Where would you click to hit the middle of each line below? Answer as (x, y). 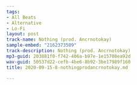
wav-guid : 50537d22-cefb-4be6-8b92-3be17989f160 (68, 62)
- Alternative (24, 23)
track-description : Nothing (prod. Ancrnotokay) (68, 51)
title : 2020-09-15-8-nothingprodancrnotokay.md (67, 67)
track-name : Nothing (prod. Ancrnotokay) (59, 40)
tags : (13, 12)
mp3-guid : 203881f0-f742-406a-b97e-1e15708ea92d (68, 56)
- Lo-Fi (16, 28)
